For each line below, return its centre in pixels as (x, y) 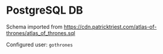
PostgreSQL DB (45, 10)
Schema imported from (34, 27)
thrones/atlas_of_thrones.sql (41, 33)
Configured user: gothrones (39, 45)
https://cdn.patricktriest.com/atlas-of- (110, 27)
